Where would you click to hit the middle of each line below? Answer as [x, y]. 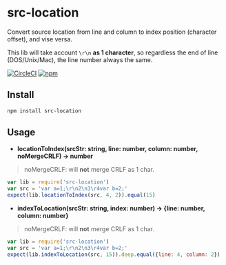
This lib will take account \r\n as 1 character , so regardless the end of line [113, 52]
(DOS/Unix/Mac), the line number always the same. [80, 59]
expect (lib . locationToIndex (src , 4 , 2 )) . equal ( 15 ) [81, 195]
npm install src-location [44, 111]
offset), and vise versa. [40, 39]
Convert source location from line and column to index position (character [112, 32]
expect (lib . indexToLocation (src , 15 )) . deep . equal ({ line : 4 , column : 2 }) [114, 254]
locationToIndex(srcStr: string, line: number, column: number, [107, 149]
